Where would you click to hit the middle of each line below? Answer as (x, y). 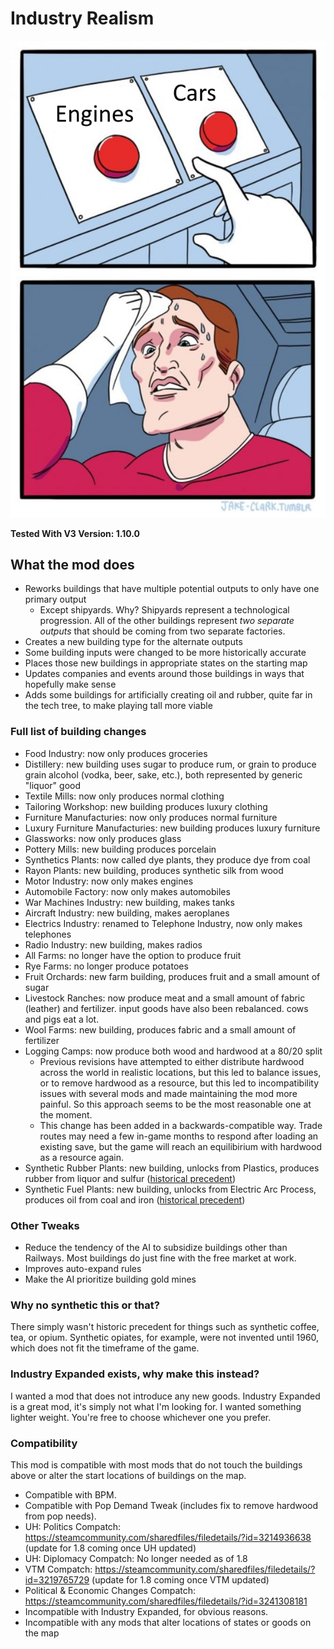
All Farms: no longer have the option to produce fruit (133, 955)
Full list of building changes (78, 732)
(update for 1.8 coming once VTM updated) (180, 1579)
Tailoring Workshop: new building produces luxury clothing (146, 806)
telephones (48, 934)
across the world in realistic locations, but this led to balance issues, (180, 1072)
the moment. (66, 1114)
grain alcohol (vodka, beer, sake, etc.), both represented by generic (163, 774)
